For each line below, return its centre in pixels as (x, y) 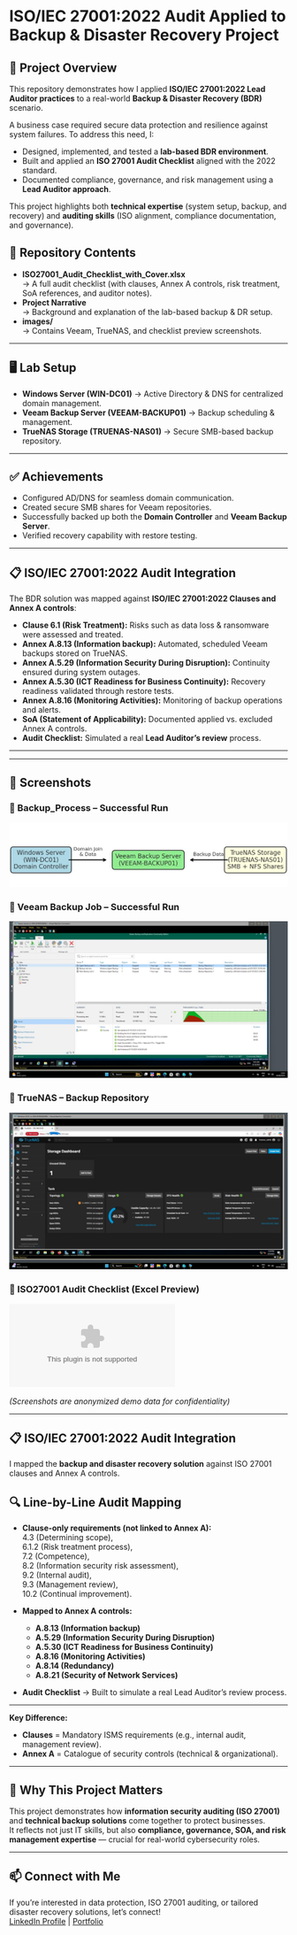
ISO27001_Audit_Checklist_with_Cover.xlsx (103, 274)
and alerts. (42, 710)
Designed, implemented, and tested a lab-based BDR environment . (145, 151)
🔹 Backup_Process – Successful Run (89, 807)
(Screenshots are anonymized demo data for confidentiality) (120, 1401)
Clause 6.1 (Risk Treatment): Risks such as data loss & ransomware (145, 625)
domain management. (61, 403)
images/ (37, 321)
